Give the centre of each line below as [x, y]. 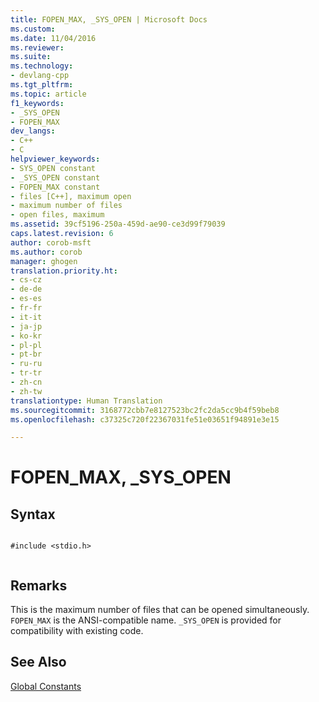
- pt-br [26, 354]
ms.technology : [42, 66]
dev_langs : [33, 131]
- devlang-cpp [40, 76]
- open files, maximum [57, 215]
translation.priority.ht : [64, 271]
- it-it [26, 317]
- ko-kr [26, 336]
